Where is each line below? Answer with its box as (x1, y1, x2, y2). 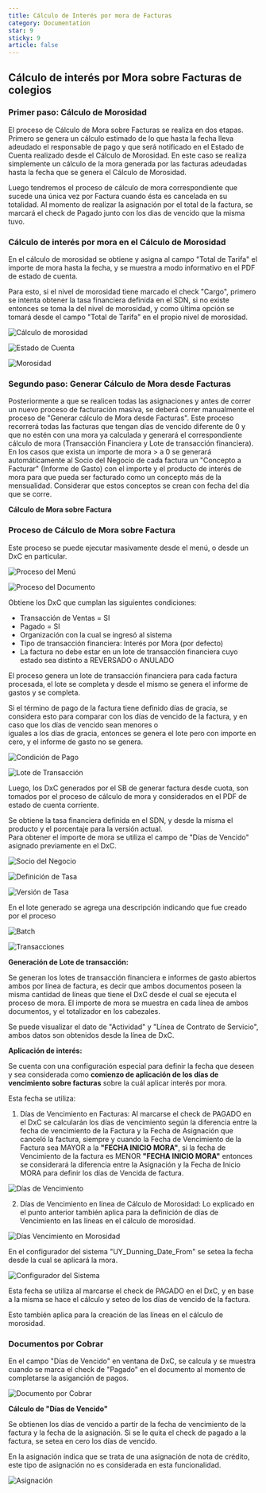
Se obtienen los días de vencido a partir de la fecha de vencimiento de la (8, 1420, 246, 1429)
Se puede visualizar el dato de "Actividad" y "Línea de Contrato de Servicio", (8, 1022, 259, 1031)
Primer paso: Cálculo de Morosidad (8, 107, 147, 118)
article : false (8, 41, 59, 49)
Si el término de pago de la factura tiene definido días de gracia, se (8, 703, 228, 712)
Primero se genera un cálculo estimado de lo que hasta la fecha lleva (8, 133, 234, 143)
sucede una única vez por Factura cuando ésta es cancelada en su (8, 191, 228, 201)
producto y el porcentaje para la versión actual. (8, 824, 163, 833)
